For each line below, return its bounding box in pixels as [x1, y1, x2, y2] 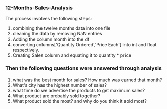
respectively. [12, 47, 39, 53]
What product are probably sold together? [12, 93, 100, 99]
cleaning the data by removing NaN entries [12, 31, 102, 37]
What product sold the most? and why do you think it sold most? [12, 98, 147, 104]
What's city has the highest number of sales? [12, 82, 107, 88]
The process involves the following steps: [5, 16, 92, 22]
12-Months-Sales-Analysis [5, 4, 73, 11]
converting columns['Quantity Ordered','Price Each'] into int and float [12, 42, 157, 48]
